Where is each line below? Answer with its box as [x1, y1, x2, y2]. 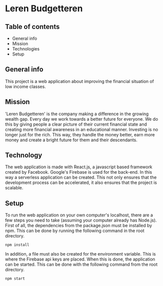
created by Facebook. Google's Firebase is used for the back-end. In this [5, 169, 153, 175]
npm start [5, 276, 25, 281]
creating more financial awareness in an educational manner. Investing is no [5, 126, 158, 132]
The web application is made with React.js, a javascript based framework [5, 164, 153, 170]
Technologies [12, 46, 40, 52]
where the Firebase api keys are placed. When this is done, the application [5, 256, 156, 262]
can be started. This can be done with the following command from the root [5, 261, 158, 267]
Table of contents [5, 23, 60, 31]
